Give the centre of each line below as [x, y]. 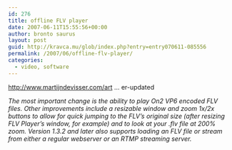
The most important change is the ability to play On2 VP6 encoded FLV [113, 101]
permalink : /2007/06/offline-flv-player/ [71, 54]
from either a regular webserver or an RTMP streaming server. [100, 139]
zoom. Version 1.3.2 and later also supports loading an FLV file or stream [116, 131]
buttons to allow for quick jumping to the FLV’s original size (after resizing [117, 116]
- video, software [42, 67]
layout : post [27, 41]
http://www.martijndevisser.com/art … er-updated [81, 87]
